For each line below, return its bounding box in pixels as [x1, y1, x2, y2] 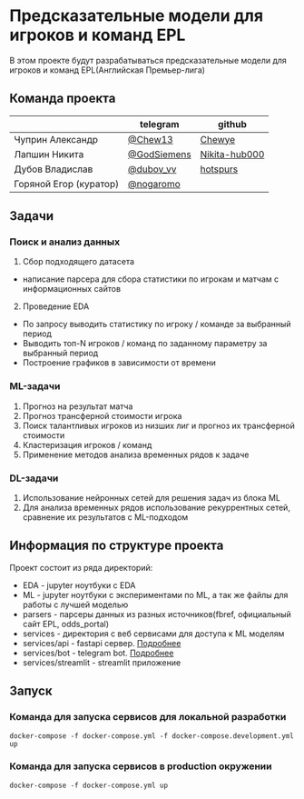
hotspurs [200, 163, 239, 175]
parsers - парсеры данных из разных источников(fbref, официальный [22, 608, 292, 619]
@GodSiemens [127, 147, 192, 160]
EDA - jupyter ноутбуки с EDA [22, 579, 136, 591]
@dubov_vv [127, 163, 177, 175]
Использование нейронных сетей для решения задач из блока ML [22, 493, 281, 504]
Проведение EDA [22, 301, 90, 312]
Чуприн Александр [14, 133, 98, 145]
